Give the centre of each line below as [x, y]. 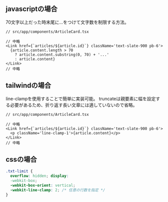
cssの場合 [21, 159]
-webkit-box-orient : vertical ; [43, 185]
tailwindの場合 [29, 85]
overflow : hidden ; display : [40, 176]
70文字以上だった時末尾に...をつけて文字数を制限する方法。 [67, 22]
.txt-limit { [19, 171]
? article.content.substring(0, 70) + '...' [62, 54]
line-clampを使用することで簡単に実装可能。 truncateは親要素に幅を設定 [81, 98]
